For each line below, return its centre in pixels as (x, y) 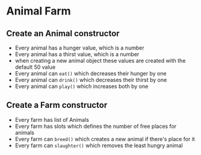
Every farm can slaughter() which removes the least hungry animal (99, 145)
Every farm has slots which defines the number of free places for (96, 126)
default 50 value (35, 67)
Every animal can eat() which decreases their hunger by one (91, 73)
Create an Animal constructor (63, 33)
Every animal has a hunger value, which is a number (79, 48)
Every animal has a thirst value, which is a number (77, 54)
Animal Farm (39, 11)
